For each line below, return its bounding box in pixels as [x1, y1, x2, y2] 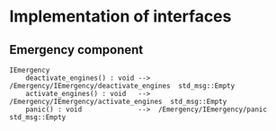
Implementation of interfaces [9, 6, 232, 27]
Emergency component [9, 42, 144, 57]
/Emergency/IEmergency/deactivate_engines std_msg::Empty [9, 82, 236, 91]
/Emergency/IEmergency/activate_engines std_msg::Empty [9, 97, 227, 106]
